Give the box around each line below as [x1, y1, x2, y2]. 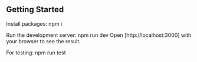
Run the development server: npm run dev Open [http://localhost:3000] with [6, 32, 192, 39]
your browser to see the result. [6, 37, 81, 44]
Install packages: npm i [6, 20, 63, 27]
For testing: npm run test [6, 49, 66, 56]
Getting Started [6, 5, 64, 15]
